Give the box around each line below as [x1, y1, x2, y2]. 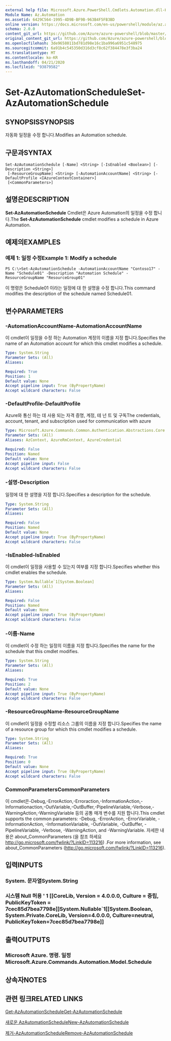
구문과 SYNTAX [5, 148, 52, 157]
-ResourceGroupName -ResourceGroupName [5, 708, 120, 715]
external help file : [5, 7, 49, 13]
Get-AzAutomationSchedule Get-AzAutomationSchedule [5, 1008, 123, 1014]
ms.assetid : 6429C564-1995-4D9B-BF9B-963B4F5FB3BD [5, 17, 115, 22]
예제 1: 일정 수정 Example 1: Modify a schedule [5, 255, 117, 262]
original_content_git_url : [5, 36, 63, 41]
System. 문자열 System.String [5, 877, 78, 885]
